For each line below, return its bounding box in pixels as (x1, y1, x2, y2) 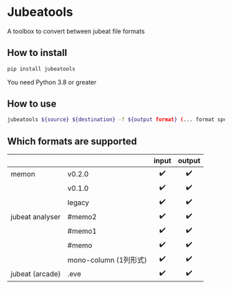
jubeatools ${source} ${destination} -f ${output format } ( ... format (7, 116, 215, 123)
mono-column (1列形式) (67, 255, 147, 265)
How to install (7, 47, 68, 59)
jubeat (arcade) (10, 269, 61, 279)
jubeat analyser (10, 212, 61, 221)
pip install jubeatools (7, 65, 76, 73)
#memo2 (67, 212, 97, 221)
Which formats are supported (7, 136, 137, 147)
